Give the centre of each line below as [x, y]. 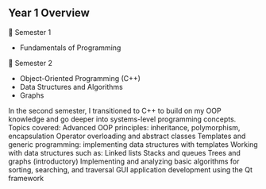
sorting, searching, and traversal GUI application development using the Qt [130, 169]
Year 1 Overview [49, 13]
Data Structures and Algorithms [71, 87]
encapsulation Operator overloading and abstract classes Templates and [127, 136]
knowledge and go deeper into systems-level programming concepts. [122, 119]
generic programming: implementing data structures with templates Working [133, 144]
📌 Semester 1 [30, 32]
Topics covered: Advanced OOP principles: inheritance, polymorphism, [124, 127]
